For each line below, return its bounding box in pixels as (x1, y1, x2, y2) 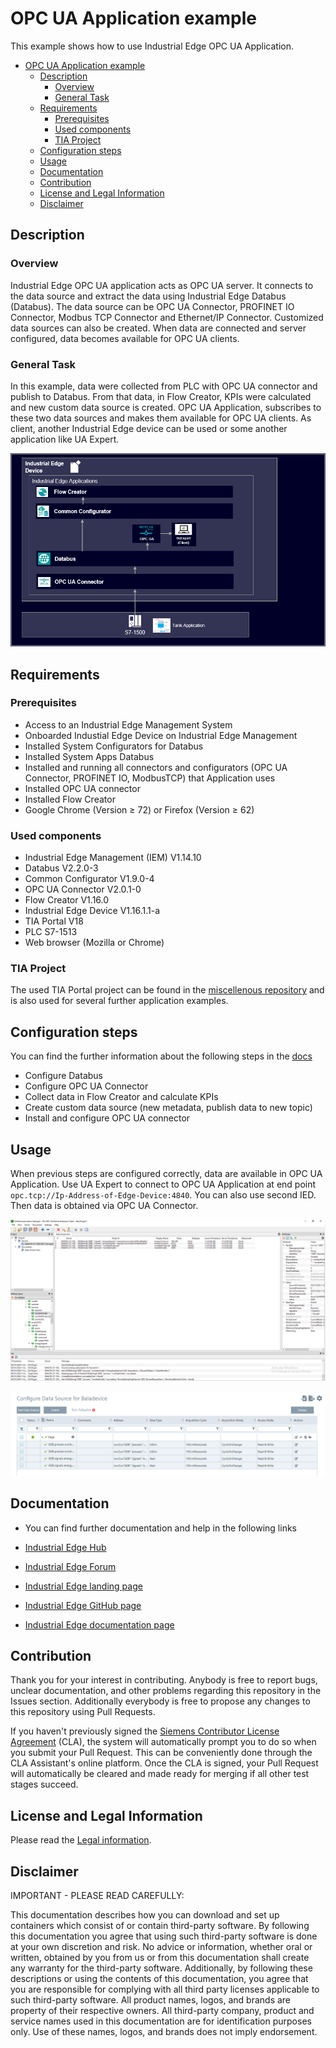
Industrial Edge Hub (24, 1541, 107, 1553)
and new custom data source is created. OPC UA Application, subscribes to (10, 401, 322, 413)
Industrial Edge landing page (24, 1580, 143, 1592)
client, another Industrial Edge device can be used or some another (10, 422, 288, 434)
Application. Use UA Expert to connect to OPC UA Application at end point (10, 1178, 317, 1191)
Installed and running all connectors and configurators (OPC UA (24, 761, 288, 773)
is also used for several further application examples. (10, 995, 229, 1007)
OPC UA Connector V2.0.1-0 (24, 883, 142, 896)
